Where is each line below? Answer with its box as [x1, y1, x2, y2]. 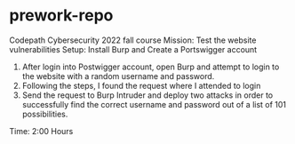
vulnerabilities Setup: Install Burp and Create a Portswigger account [9, 44, 258, 54]
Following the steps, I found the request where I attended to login [21, 80, 261, 91]
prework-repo [9, 5, 114, 26]
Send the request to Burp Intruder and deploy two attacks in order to [21, 90, 274, 100]
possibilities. [21, 108, 68, 119]
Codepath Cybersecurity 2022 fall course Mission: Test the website [9, 35, 257, 45]
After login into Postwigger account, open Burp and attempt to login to [21, 61, 280, 72]
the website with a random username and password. [21, 70, 215, 81]
